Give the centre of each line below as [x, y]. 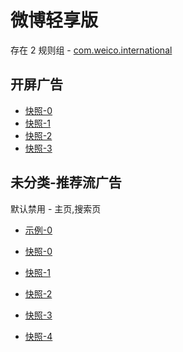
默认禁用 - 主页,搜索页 [56, 208]
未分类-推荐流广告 [66, 182]
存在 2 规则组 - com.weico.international [91, 50]
